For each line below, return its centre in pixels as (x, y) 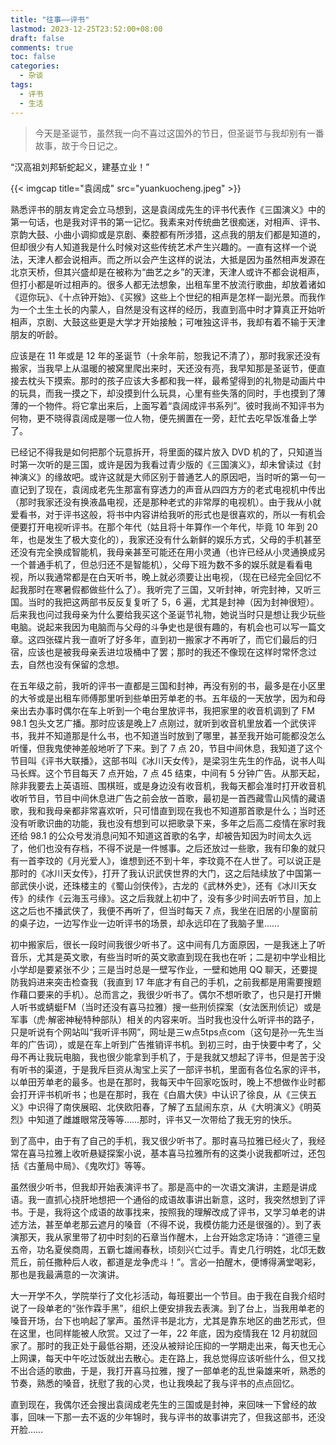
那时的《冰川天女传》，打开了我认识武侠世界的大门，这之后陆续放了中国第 (161, 873)
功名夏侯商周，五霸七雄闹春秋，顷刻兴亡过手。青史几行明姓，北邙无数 (181, 1249)
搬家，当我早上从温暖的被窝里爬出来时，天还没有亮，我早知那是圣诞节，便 (163, 368)
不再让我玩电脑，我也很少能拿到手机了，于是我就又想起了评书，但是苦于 (167, 1057)
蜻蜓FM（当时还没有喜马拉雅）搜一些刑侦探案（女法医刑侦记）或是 (183, 1007)
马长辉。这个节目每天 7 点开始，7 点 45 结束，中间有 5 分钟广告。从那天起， (168, 773)
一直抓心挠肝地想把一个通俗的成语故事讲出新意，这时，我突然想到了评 (181, 1199)
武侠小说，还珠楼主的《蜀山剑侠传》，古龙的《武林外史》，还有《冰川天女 (167, 885)
